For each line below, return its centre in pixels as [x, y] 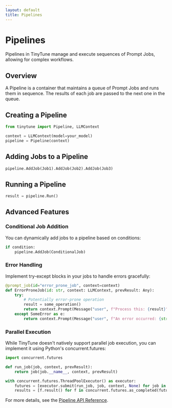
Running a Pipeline [36, 184]
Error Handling [24, 265]
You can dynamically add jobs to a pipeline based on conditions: [73, 238]
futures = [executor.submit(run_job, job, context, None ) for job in [90, 386]
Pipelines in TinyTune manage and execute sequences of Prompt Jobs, [80, 54]
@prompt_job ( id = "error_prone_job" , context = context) [63, 285]
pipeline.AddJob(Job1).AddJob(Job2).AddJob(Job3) [59, 168]
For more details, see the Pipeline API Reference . [57, 400]
